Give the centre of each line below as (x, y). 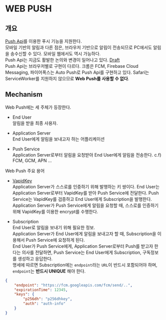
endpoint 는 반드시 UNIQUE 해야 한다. (49, 271)
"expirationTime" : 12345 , (41, 290)
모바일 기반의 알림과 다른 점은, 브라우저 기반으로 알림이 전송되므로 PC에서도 (79, 47)
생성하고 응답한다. (35, 258)
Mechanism (24, 94)
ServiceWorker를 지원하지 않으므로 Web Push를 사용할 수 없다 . (67, 79)
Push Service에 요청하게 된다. (55, 240)
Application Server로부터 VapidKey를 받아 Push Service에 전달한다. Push (85, 193)
